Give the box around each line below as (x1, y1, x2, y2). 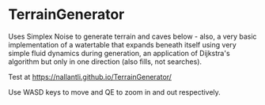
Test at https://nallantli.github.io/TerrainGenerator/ (8, 72, 172, 81)
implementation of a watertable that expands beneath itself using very (8, 39, 237, 49)
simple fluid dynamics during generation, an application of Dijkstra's (8, 48, 231, 58)
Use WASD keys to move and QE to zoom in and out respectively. (8, 87, 221, 96)
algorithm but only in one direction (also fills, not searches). (8, 57, 203, 66)
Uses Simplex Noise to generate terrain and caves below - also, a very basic (8, 32, 257, 41)
